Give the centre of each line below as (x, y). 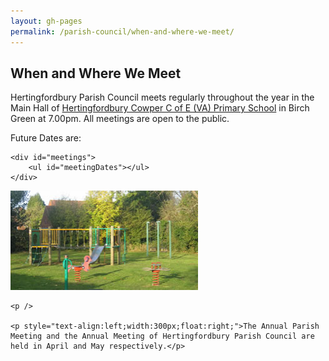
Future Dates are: (46, 138)
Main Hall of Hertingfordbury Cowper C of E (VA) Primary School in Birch (160, 108)
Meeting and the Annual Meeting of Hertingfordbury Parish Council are (162, 336)
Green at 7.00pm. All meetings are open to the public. (120, 119)
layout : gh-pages (46, 21)
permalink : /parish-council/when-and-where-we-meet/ (122, 31)
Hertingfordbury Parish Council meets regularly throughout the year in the (162, 97)
